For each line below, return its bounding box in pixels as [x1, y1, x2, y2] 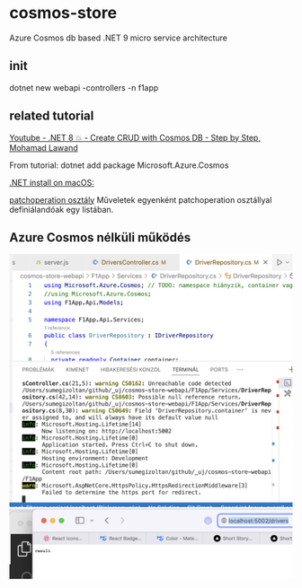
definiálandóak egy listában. [9, 204, 114, 215]
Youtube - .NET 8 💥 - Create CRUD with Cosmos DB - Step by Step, [9, 132, 261, 143]
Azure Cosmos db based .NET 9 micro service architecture [9, 32, 227, 43]
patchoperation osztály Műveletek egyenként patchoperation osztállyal [9, 194, 272, 205]
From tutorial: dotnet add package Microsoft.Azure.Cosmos [9, 160, 229, 171]
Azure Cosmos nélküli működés [9, 230, 191, 245]
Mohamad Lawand [9, 142, 78, 153]
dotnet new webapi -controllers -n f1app [9, 82, 159, 92]
